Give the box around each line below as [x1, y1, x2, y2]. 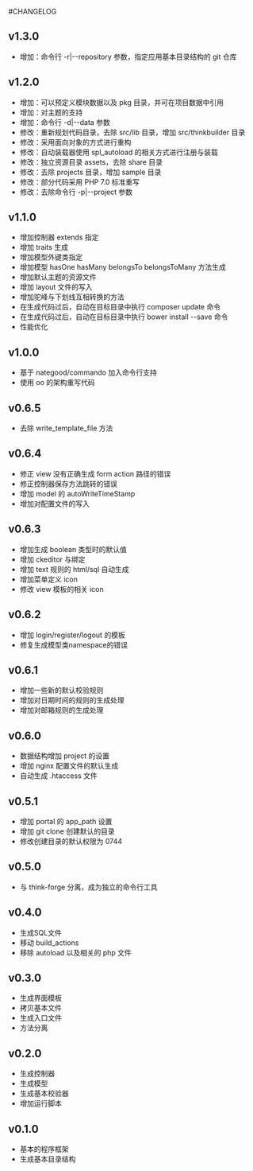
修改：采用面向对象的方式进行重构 [19, 137, 132, 146]
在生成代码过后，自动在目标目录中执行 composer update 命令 [19, 302, 220, 312]
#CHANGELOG [8, 7, 57, 16]
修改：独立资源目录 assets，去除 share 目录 [19, 157, 163, 166]
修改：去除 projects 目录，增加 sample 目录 [19, 167, 162, 177]
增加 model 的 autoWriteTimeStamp [19, 488, 136, 498]
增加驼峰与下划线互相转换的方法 [19, 292, 125, 302]
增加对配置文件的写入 [19, 499, 90, 508]
